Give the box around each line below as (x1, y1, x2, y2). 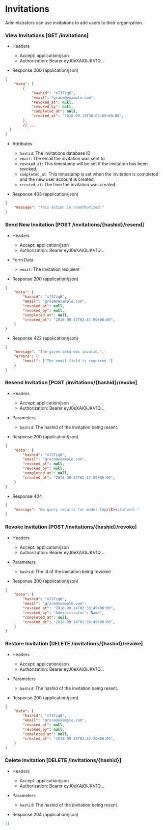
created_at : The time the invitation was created (19, 181, 115, 187)
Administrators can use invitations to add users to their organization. (5, 20, 143, 26)
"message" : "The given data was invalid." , (14, 349, 105, 354)
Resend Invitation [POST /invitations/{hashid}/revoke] (5, 379, 137, 386)
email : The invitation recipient (19, 266, 80, 272)
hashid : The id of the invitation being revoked (19, 569, 111, 574)
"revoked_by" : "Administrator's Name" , (23, 610, 105, 615)
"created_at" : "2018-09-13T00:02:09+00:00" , (31, 114, 124, 118)
